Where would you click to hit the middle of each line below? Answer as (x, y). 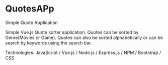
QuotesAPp (30, 9)
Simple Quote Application (31, 22)
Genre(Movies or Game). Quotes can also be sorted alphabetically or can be (84, 37)
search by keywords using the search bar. (49, 42)
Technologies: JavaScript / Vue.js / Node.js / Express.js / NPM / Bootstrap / (83, 52)
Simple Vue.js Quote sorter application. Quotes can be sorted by (72, 32)
